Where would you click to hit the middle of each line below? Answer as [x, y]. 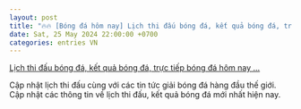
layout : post [34, 17]
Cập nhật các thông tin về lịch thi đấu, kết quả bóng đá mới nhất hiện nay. [145, 95]
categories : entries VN [54, 42]
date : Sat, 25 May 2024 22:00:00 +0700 [84, 34]
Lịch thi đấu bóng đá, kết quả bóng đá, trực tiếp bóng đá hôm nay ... [135, 68]
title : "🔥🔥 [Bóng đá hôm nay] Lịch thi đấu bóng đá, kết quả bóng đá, [145, 26]
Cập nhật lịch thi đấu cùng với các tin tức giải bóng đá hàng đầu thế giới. [143, 85]
